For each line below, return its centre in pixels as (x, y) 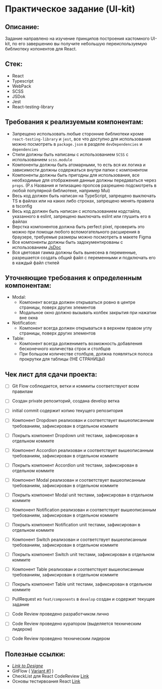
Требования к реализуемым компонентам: (74, 122)
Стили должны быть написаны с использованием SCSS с (70, 154)
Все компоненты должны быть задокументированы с (67, 242)
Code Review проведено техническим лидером (61, 639)
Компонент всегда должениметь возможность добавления (81, 344)
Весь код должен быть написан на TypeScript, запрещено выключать (84, 196)
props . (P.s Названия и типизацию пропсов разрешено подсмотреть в (84, 185)
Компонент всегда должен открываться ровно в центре (77, 302)
